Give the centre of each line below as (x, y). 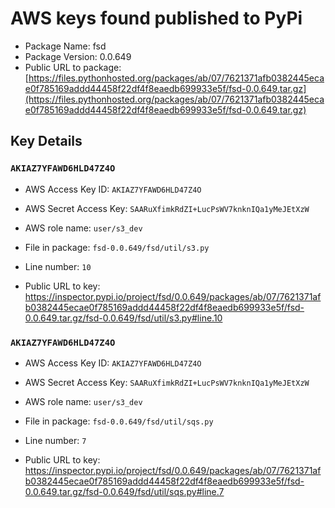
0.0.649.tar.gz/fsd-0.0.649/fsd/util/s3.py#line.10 (123, 318)
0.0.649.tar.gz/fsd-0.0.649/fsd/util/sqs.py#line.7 (124, 491)
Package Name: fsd (65, 46)
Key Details (46, 141)
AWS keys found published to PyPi (156, 18)
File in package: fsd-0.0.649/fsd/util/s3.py (117, 247)
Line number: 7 (55, 440)
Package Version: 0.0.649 (78, 56)
